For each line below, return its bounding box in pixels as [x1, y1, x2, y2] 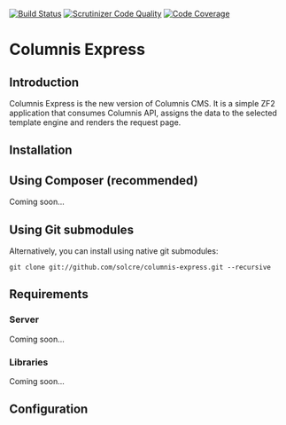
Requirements [9, 287, 89, 302]
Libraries [9, 356, 49, 368]
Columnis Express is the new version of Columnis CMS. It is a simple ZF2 [9, 98, 276, 108]
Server [9, 313, 40, 326]
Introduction [9, 75, 80, 90]
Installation [9, 143, 73, 158]
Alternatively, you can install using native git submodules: [9, 246, 219, 256]
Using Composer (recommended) [9, 173, 198, 188]
